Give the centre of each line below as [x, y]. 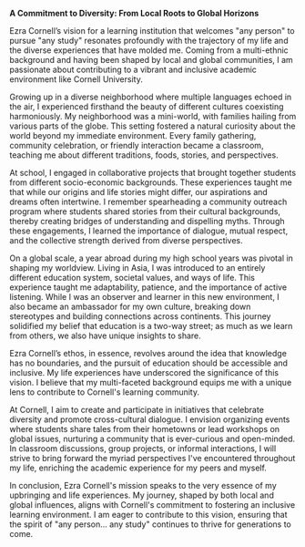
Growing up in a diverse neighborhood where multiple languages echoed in [151, 97]
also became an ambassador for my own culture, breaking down [130, 306]
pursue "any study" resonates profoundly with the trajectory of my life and [149, 41]
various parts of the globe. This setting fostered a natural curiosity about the [152, 126]
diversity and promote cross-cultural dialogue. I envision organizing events [150, 419]
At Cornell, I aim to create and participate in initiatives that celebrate [137, 410]
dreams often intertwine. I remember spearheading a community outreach [148, 201]
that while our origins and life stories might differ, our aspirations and [139, 192]
